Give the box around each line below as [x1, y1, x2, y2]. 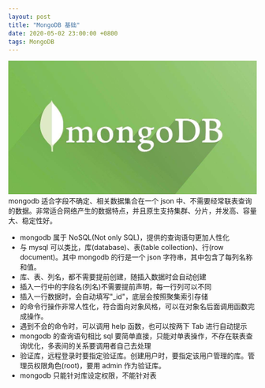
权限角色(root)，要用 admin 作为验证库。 [33, 361, 166, 371]
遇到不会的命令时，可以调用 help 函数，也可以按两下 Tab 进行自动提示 [19, 322, 248, 331]
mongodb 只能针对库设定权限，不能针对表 [19, 371, 157, 380]
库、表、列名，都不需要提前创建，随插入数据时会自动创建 [19, 272, 207, 282]
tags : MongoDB [8, 38, 55, 46]
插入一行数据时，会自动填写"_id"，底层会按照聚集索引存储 [19, 292, 209, 301]
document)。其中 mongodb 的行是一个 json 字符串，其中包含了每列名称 [19, 252, 253, 262]
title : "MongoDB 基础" [8, 21, 80, 29]
